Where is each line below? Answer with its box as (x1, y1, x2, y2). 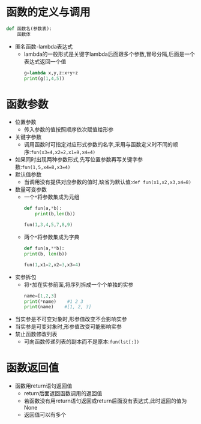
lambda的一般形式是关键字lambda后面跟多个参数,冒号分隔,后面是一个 (23, 50, 195, 58)
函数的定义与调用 (6, 5, 91, 19)
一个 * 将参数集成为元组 (23, 193, 80, 201)
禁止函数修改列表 (14, 330, 58, 338)
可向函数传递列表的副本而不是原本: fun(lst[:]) (23, 338, 140, 345)
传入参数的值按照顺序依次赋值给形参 (23, 126, 114, 133)
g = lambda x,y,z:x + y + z (23, 70, 78, 76)
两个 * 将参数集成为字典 (23, 233, 80, 240)
